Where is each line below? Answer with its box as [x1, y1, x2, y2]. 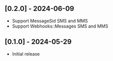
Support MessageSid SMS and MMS [12, 17, 88, 23]
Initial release [12, 50, 40, 57]
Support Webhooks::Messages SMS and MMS [12, 23, 108, 29]
